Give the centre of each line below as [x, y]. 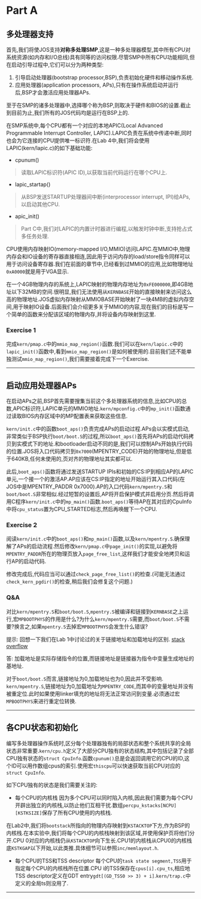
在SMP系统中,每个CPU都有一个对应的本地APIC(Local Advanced [85, 126]
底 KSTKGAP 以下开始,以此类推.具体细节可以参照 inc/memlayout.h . [83, 848]
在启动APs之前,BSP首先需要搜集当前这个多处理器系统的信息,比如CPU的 [94, 401]
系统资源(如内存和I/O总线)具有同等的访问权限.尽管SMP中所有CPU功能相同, [98, 57]
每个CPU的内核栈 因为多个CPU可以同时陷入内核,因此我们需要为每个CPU [104, 798]
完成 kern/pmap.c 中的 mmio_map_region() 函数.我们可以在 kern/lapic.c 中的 [95, 344]
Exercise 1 [21, 330]
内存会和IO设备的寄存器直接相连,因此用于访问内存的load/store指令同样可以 [98, 256]
